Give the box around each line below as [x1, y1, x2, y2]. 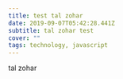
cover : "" [8, 34, 41, 42]
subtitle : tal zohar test [8, 26, 94, 34]
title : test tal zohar [8, 11, 83, 20]
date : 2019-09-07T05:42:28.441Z [8, 19, 115, 27]
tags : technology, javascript [8, 41, 109, 49]
